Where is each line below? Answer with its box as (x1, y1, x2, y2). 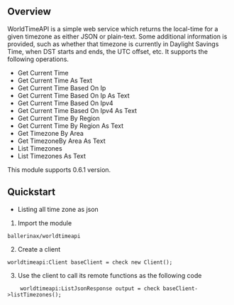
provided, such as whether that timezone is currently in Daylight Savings (7, 39, 219, 48)
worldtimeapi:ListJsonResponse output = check (20, 284, 160, 292)
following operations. (7, 55, 69, 63)
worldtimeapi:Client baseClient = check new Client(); (7, 259, 173, 266)
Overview (7, 6, 52, 18)
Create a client (17, 245, 61, 253)
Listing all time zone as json (17, 205, 99, 213)
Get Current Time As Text (17, 76, 92, 85)
